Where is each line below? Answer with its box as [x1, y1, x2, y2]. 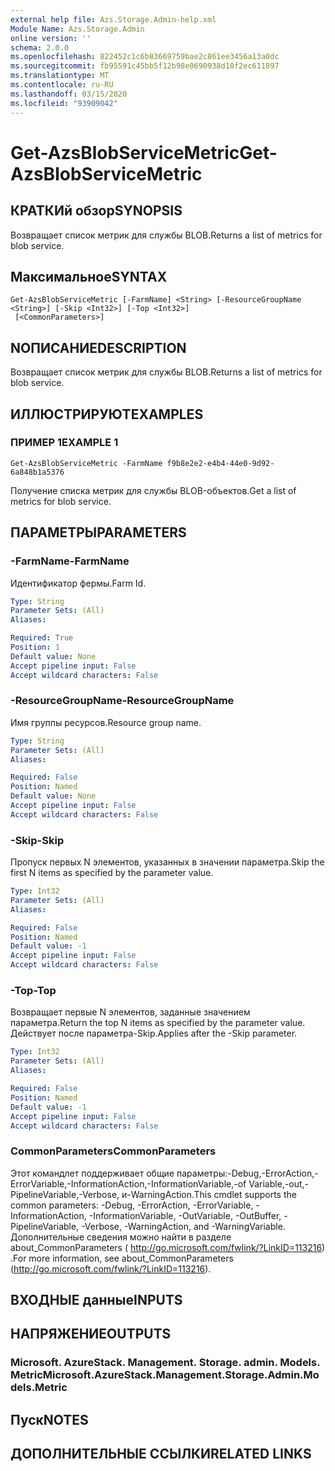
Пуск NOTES [10, 1411, 89, 1428]
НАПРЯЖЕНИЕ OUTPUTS [10, 1326, 172, 1343]
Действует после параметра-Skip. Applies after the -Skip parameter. [10, 1027, 298, 1040]
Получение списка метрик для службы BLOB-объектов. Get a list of [10, 484, 297, 496]
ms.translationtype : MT [10, 71, 110, 81]
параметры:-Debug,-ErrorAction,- [176, 1167, 319, 1179]
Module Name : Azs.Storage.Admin [10, 24, 145, 34]
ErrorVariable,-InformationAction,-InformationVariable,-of [10, 1177, 247, 1190]
